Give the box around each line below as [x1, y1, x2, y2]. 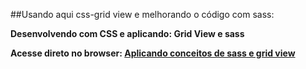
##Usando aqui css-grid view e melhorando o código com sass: [10, 9, 275, 20]
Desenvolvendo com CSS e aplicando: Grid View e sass [10, 28, 245, 39]
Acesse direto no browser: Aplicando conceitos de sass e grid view [10, 47, 296, 59]
